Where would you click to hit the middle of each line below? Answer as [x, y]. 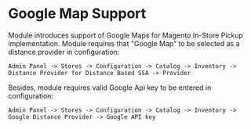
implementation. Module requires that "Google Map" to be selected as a [124, 43]
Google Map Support [77, 14]
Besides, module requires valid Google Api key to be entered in [110, 88]
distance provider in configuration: [64, 52]
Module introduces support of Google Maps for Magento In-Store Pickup [125, 35]
